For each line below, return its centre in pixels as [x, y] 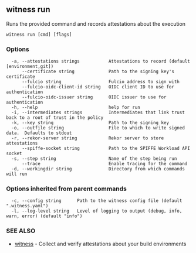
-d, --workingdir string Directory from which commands [98, 169]
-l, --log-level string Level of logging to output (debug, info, [97, 211]
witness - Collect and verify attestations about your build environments [100, 244]
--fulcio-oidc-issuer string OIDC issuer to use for [94, 97]
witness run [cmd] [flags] [39, 35]
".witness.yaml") [27, 206]
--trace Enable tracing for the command [104, 164]
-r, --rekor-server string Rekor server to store [88, 138]
